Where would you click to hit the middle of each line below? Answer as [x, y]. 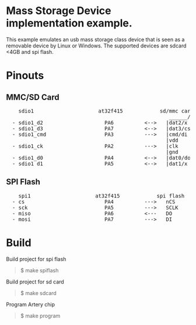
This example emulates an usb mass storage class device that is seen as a [95, 39]
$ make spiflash [39, 270]
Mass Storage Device [59, 11]
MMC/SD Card [33, 97]
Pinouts [25, 76]
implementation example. [69, 23]
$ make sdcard [38, 293]
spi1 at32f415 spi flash [101, 196]
